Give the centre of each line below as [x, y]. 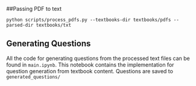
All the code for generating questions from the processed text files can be [98, 58]
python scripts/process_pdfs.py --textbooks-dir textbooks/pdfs [89, 20]
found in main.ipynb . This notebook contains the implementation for [90, 64]
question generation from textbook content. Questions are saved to [90, 71]
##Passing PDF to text [34, 9]
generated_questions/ [33, 77]
